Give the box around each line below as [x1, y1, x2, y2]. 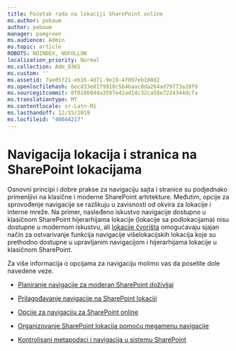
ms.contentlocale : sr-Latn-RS [7, 103, 97, 110]
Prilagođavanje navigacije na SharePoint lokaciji [17, 294, 157, 302]
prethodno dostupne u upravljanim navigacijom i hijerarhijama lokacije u [7, 238, 218, 246]
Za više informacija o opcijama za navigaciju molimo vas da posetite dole [7, 259, 220, 267]
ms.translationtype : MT [7, 96, 78, 104]
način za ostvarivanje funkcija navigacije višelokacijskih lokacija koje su [7, 230, 216, 238]
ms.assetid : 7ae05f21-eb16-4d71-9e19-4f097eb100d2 [7, 76, 160, 84]
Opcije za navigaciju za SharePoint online [17, 308, 139, 316]
